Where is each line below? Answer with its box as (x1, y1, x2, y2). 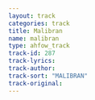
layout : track (8, 11, 56, 20)
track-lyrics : (8, 57, 56, 65)
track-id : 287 (8, 49, 56, 57)
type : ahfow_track (8, 42, 70, 50)
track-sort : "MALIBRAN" (8, 72, 89, 80)
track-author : (8, 65, 56, 73)
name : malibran (8, 34, 60, 43)
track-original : (8, 79, 63, 87)
